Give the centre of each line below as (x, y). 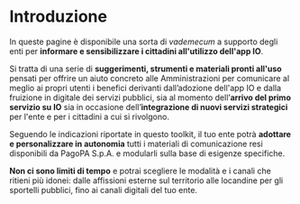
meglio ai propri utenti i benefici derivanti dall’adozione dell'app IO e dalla (145, 88)
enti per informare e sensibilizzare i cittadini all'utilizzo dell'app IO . (136, 51)
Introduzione (59, 17)
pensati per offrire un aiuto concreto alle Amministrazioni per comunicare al (150, 78)
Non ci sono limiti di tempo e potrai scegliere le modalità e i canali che (141, 171)
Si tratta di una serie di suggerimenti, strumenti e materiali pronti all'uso (145, 69)
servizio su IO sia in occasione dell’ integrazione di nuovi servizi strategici (149, 107)
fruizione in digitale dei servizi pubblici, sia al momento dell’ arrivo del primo (150, 97)
